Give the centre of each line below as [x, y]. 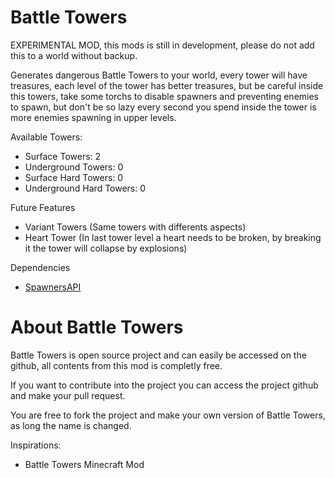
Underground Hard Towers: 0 [85, 188]
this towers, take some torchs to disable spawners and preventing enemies [165, 96]
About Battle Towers [97, 327]
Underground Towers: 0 [74, 167]
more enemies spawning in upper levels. [93, 117]
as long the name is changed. [71, 425]
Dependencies [40, 267]
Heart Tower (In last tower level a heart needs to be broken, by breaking [173, 237]
